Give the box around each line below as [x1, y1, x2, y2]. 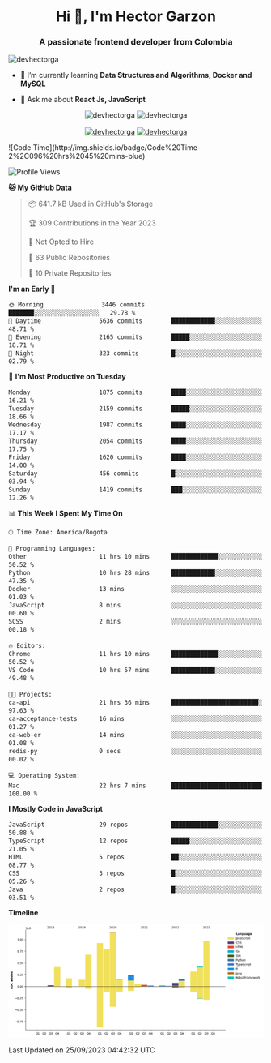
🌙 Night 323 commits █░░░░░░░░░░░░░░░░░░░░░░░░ [8, 349, 263, 358]
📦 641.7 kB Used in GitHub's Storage [28, 199, 154, 209]
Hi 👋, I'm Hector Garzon [55, 7, 217, 26]
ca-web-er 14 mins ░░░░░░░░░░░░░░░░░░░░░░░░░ [8, 731, 263, 739]
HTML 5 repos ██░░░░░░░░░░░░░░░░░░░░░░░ [8, 853, 263, 862]
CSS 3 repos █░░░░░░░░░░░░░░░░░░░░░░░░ [8, 869, 263, 878]
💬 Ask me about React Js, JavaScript [19, 95, 146, 105]
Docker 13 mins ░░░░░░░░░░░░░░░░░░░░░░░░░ [8, 585, 263, 594]
